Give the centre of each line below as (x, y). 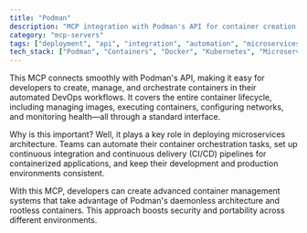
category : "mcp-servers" (57, 35)
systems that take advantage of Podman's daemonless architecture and (145, 201)
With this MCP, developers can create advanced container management (145, 191)
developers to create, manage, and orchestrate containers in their (133, 88)
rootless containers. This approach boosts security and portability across (147, 210)
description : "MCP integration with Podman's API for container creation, (155, 26)
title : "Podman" (40, 18)
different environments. (53, 220)
